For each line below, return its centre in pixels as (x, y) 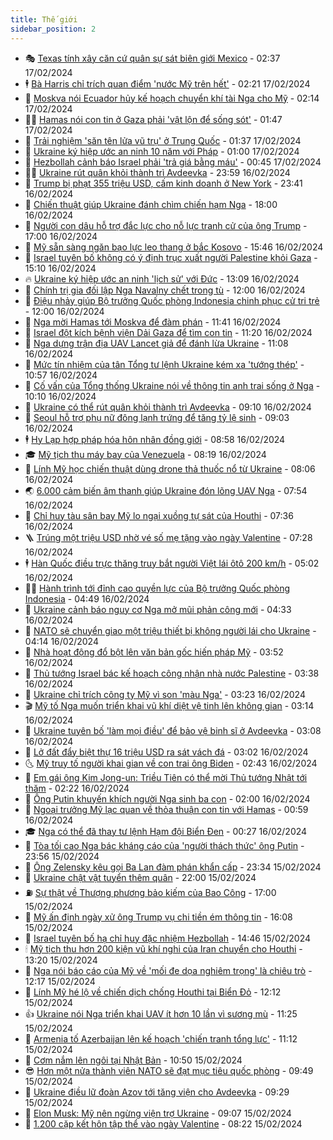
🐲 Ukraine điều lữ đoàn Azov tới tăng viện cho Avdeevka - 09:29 (157, 1092)
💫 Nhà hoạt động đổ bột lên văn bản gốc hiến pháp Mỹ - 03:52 (154, 652)
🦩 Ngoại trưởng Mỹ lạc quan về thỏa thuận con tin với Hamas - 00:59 (166, 809)
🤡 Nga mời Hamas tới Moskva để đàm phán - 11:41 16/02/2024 (153, 322)
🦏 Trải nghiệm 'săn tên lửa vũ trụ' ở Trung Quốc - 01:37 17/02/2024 (163, 140)
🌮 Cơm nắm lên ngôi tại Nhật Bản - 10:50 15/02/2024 (133, 1060)
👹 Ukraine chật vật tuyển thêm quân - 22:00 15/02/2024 (140, 877)
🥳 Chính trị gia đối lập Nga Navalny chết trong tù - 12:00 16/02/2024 (165, 290)
